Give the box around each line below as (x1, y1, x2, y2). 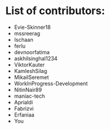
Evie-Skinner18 (14, 24, 51, 31)
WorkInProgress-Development (14, 80, 88, 87)
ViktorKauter (14, 61, 45, 68)
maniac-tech (14, 92, 45, 100)
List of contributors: (5, 4, 105, 18)
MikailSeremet (14, 74, 49, 81)
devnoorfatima (14, 48, 50, 55)
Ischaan (14, 36, 34, 43)
